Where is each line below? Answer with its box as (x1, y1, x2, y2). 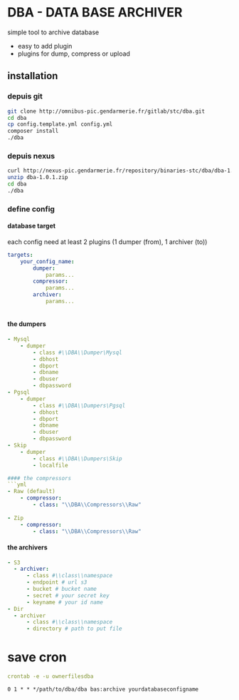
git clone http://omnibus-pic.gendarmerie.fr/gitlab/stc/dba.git (7, 108, 205, 115)
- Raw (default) (7, 488, 55, 495)
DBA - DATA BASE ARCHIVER (7, 4, 183, 21)
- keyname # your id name (26, 599, 103, 606)
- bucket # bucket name (26, 586, 97, 593)
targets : (7, 251, 33, 258)
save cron (7, 649, 67, 666)
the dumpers (7, 320, 46, 328)
